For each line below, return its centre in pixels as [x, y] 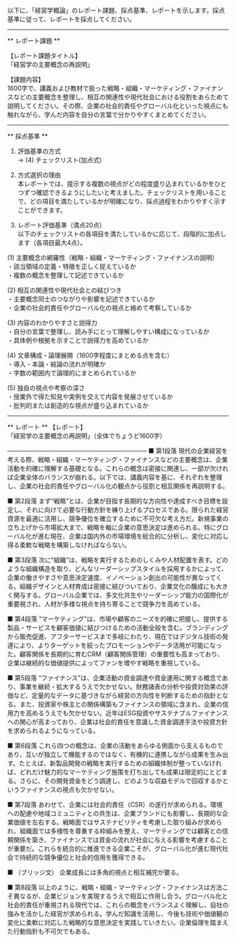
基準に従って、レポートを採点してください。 [71, 19]
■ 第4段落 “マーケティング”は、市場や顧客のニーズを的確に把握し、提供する [118, 619]
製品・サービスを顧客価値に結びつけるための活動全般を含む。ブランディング [118, 628]
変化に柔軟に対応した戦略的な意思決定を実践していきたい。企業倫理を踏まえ [118, 922]
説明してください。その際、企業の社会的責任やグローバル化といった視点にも [118, 106]
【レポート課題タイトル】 [44, 56]
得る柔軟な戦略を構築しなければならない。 [69, 545]
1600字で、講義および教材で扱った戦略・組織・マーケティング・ [100, 88]
